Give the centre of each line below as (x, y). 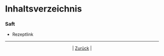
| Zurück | (82, 48)
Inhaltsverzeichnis (43, 9)
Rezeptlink (23, 34)
